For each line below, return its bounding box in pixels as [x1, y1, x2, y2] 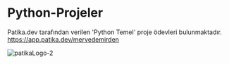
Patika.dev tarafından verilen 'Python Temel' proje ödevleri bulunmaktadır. [7, 28, 222, 36]
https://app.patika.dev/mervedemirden [7, 35, 120, 43]
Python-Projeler [7, 5, 104, 21]
